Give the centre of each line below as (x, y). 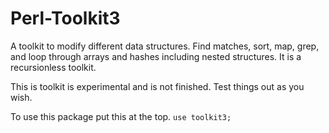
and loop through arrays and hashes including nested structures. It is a (156, 56)
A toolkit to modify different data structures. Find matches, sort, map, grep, (165, 46)
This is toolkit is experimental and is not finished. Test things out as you (157, 86)
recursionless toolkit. (53, 67)
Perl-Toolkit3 (65, 18)
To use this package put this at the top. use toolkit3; (121, 116)
